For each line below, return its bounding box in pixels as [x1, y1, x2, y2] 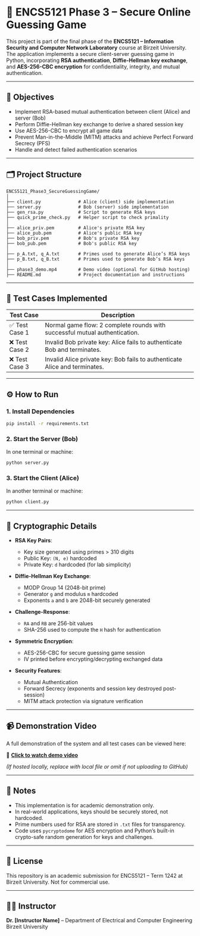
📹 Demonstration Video [6, 721, 97, 731]
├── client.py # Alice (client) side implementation [6, 199, 174, 205]
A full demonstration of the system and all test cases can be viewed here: [6, 740, 186, 747]
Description [101, 311, 135, 319]
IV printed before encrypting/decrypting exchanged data [23, 656, 163, 663]
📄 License [6, 856, 43, 866]
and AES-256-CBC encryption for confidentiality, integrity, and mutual [6, 63, 180, 70]
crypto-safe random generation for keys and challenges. [14, 833, 154, 840]
